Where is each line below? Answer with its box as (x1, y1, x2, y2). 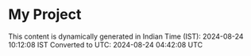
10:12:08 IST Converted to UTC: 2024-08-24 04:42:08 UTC (8, 39, 203, 49)
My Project (8, 6, 82, 24)
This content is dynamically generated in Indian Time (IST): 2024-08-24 (8, 32, 244, 41)
